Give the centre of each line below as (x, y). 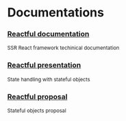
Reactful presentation (44, 65)
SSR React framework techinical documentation (63, 48)
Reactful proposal (37, 96)
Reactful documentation (48, 34)
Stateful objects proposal (37, 111)
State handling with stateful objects (49, 79)
